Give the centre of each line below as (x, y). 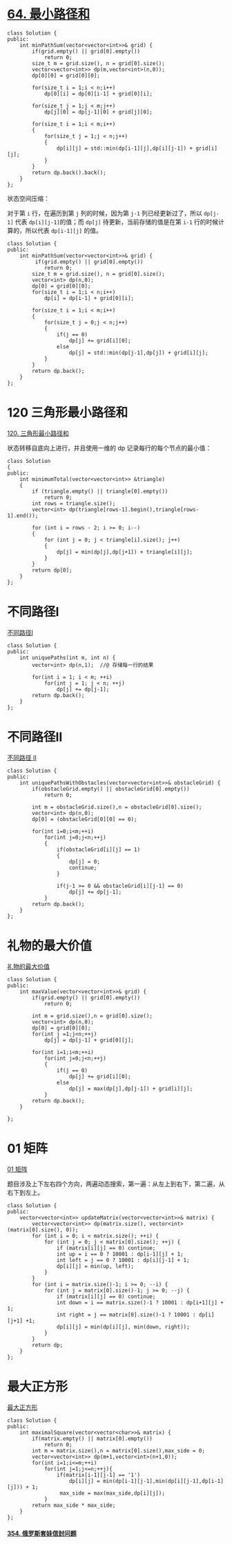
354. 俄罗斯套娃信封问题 (42, 1534)
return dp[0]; (52, 570)
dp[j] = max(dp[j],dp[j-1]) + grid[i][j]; (131, 1089)
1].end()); (23, 516)
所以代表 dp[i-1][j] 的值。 (64, 230)
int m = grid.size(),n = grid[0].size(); (93, 1016)
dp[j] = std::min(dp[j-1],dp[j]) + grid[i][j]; (138, 353)
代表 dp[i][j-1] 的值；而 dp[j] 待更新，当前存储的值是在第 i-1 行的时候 (117, 222)
